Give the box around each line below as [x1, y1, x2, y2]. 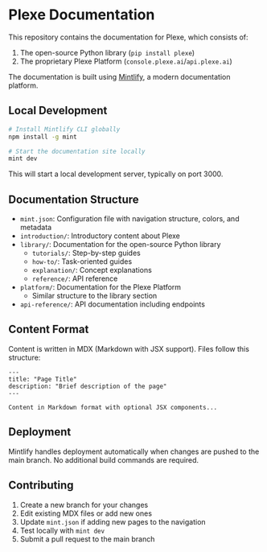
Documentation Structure [8, 192, 139, 206]
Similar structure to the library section [31, 291, 158, 301]
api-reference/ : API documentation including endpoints [19, 299, 205, 309]
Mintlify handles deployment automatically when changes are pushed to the [8, 447, 260, 456]
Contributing [8, 479, 74, 492]
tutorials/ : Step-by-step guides [31, 248, 141, 258]
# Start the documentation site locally [8, 147, 146, 155]
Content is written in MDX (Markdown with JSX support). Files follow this [8, 344, 249, 353]
